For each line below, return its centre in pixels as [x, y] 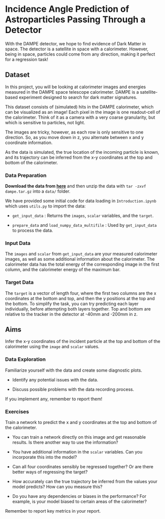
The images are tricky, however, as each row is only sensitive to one [74, 132]
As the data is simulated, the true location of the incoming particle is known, [82, 152]
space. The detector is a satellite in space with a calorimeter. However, [77, 49]
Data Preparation [26, 175]
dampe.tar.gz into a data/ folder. [38, 191]
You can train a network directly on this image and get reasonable [79, 437]
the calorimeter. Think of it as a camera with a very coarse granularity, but [80, 117]
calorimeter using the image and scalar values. [52, 346]
